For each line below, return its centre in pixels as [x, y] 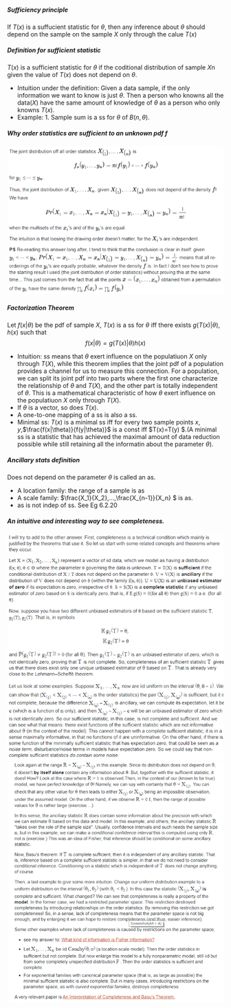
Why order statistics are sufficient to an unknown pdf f [88, 133]
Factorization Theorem [41, 308]
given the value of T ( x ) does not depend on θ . [72, 74]
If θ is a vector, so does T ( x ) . [57, 407]
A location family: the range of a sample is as [81, 490]
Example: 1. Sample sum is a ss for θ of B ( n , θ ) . [83, 117]
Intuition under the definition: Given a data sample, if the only [103, 88]
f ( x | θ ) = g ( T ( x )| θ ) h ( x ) [115, 343]
